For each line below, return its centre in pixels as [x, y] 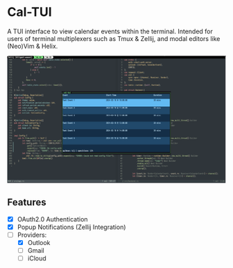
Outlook [39, 242]
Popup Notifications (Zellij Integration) [71, 227]
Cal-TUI [29, 12]
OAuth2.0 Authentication [52, 219]
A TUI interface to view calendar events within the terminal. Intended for [110, 31]
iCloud [37, 258]
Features [27, 202]
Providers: [32, 235]
